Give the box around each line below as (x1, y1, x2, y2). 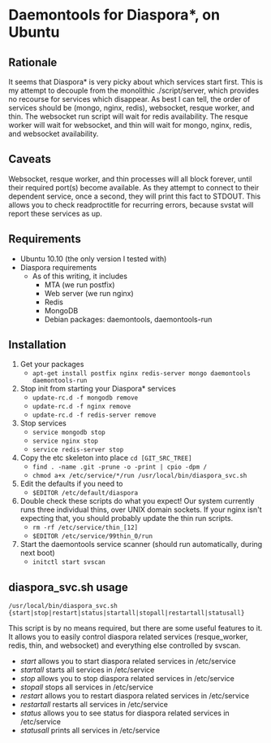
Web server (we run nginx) (44, 288, 134, 298)
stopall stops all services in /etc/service (19, 682, 154, 693)
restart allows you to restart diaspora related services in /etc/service (19, 691, 250, 701)
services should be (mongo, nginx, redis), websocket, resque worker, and (8, 103, 255, 112)
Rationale (8, 55, 58, 69)
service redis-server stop (32, 446, 124, 454)
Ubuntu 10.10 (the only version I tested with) (19, 254, 167, 264)
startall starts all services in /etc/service (19, 665, 155, 675)
